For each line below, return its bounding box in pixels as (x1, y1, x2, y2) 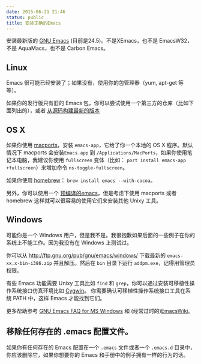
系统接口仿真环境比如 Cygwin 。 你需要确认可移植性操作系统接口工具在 (11, 287, 186, 294)
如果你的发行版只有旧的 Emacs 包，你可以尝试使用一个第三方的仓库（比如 (6, 100, 189, 107)
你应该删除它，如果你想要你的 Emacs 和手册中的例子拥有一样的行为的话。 (6, 351, 189, 358)
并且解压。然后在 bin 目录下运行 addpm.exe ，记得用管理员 (53, 259, 196, 266)
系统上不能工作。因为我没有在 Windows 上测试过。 (6, 238, 132, 246)
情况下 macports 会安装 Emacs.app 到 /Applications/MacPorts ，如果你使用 (6, 149, 188, 156)
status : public (6, 14, 44, 20)
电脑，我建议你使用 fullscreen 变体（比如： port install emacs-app (16, 157, 186, 163)
